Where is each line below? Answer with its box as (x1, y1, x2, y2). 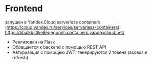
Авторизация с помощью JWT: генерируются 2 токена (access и (12, 49, 148, 55)
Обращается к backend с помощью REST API (12, 44, 107, 50)
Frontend (5, 3, 43, 14)
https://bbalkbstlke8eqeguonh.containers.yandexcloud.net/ (5, 29, 125, 35)
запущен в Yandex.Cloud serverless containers (5, 19, 101, 25)
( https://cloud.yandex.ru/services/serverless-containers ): (5, 24, 121, 30)
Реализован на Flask (12, 39, 55, 44)
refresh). (12, 54, 30, 60)
